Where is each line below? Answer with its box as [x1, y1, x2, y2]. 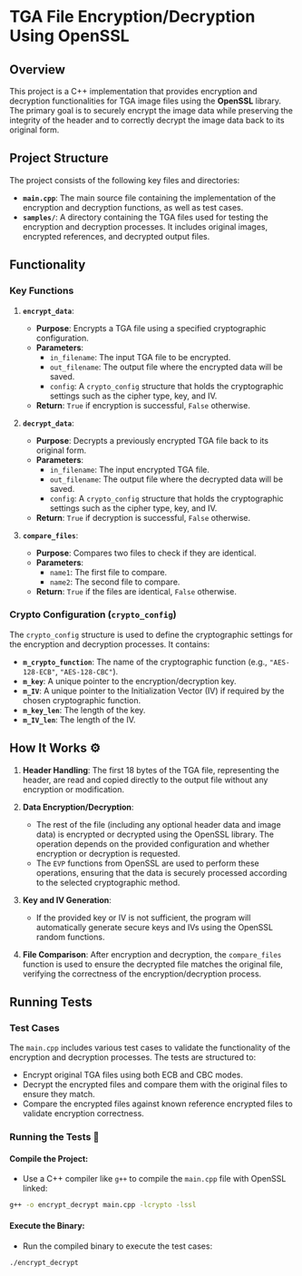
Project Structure [9, 151, 109, 166]
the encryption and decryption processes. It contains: [9, 638, 210, 650]
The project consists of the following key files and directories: [9, 174, 240, 185]
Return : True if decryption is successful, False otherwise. [35, 512, 251, 523]
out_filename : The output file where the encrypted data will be [49, 361, 284, 372]
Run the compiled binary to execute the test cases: [22, 1241, 213, 1251]
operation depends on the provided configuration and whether [35, 838, 270, 849]
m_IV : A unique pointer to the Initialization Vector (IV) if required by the [22, 685, 285, 696]
